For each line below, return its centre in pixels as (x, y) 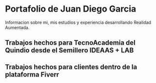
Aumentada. (17, 27)
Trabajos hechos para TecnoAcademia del (70, 43)
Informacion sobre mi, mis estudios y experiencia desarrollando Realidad (78, 22)
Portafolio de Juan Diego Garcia (71, 9)
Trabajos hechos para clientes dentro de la (71, 67)
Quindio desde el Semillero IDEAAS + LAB (69, 50)
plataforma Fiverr (32, 75)
